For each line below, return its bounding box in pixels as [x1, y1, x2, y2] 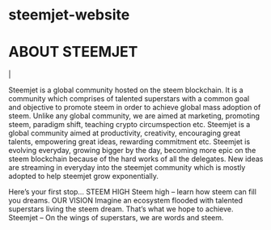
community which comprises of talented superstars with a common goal [8, 94, 250, 104]
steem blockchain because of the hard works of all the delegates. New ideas [8, 154, 264, 164]
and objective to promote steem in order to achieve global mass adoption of [8, 103, 261, 113]
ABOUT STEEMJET [8, 43, 138, 62]
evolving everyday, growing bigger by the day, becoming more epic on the [8, 146, 256, 155]
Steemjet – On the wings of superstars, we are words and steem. [8, 213, 224, 223]
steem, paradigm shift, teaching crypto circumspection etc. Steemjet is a [8, 120, 251, 130]
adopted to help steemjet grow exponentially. [8, 172, 159, 181]
